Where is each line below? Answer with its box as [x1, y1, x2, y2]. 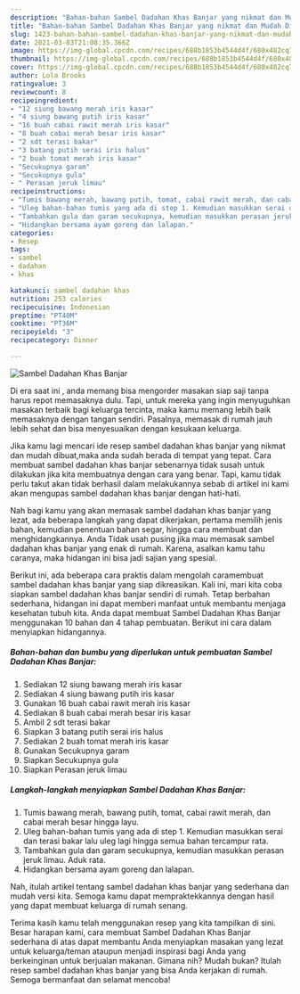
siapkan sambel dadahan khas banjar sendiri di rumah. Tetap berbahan [10, 588, 271, 599]
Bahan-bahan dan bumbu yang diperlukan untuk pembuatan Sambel [10, 647, 272, 658]
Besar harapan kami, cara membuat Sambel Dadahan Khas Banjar [10, 926, 252, 937]
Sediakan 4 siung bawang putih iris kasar [22, 688, 174, 699]
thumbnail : [10, 54, 51, 63]
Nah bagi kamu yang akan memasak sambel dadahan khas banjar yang [10, 505, 272, 515]
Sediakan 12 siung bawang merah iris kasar [22, 678, 182, 689]
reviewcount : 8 [10, 87, 67, 96]
